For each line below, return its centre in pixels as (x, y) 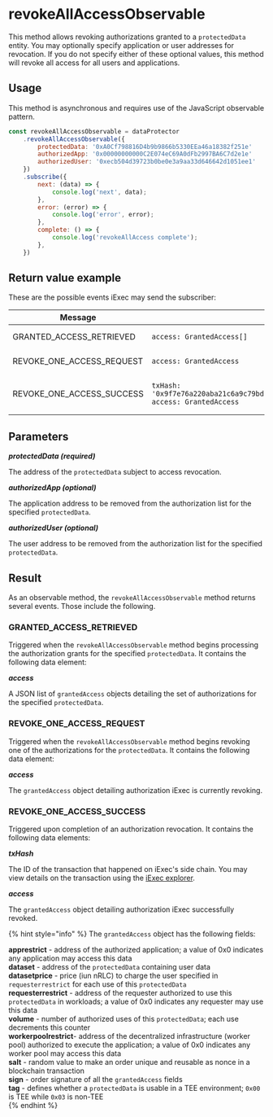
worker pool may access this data (65, 1053)
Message (78, 318)
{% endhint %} (33, 1105)
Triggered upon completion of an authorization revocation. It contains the (131, 829)
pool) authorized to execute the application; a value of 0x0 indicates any (129, 1045)
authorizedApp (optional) (52, 488)
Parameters (39, 436)
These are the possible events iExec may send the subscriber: (113, 297)
